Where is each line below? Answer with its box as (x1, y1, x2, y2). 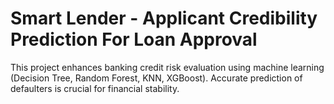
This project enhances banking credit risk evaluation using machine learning (10, 61, 325, 73)
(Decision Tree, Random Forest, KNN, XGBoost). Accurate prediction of (10, 72, 303, 84)
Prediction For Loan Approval (10, 28, 258, 51)
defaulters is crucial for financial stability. (10, 82, 180, 94)
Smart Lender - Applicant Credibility (10, 7, 318, 30)
